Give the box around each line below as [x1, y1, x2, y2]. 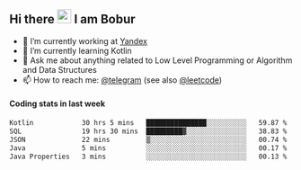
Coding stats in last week [9, 98, 106, 109]
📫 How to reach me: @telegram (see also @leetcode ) [22, 74, 223, 85]
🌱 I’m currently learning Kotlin [22, 45, 132, 56]
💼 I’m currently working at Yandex [22, 35, 148, 46]
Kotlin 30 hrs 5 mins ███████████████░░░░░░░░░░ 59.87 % [9, 119, 288, 128]
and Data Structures [22, 64, 97, 75]
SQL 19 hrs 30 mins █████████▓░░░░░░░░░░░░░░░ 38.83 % [9, 127, 288, 136]
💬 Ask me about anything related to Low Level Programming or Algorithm [22, 55, 293, 66]
